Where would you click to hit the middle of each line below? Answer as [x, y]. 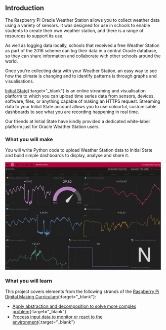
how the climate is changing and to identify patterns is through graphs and [81, 76]
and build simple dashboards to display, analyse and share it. [67, 156]
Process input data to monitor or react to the [57, 317]
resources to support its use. [34, 36]
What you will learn [29, 281]
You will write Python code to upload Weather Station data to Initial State [79, 150]
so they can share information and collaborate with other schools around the [83, 56]
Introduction [25, 8]
